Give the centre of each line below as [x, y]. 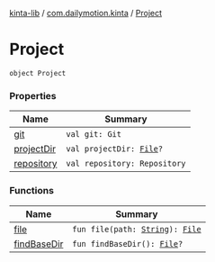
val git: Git [94, 135]
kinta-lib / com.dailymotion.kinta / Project [86, 13]
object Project [38, 73]
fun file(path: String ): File [136, 229]
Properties [33, 95]
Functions [31, 191]
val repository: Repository [126, 164]
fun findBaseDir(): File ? [127, 244]
